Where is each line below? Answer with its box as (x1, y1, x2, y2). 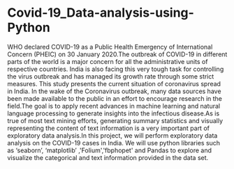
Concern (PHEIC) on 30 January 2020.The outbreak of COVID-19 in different (7, 50, 228, 58)
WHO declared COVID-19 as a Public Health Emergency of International (7, 42, 213, 51)
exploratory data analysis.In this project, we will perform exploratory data (7, 131, 218, 140)
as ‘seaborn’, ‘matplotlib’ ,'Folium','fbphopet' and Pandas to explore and (7, 146, 212, 154)
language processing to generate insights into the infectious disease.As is (7, 109, 220, 118)
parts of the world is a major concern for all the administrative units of (7, 57, 208, 65)
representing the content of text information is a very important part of (7, 124, 210, 132)
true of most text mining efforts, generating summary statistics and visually (7, 116, 224, 124)
